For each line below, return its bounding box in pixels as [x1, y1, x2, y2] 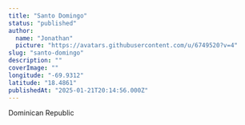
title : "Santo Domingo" [8, 11, 88, 20]
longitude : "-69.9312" [8, 71, 84, 79]
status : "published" [8, 19, 78, 27]
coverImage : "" [8, 64, 59, 72]
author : [8, 26, 34, 34]
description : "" [8, 57, 62, 65]
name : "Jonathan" [15, 34, 74, 42]
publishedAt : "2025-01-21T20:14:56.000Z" [8, 86, 149, 95]
